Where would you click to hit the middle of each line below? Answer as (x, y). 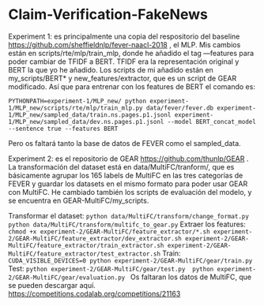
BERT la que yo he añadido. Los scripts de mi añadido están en (111, 69)
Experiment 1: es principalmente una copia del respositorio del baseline (124, 36)
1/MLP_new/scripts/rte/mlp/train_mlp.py (76, 108)
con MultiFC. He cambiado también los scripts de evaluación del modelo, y (130, 192)
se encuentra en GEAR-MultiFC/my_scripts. (79, 200)
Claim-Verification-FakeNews (108, 15)
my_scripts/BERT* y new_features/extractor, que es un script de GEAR (123, 78)
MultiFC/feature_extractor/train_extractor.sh (86, 245)
